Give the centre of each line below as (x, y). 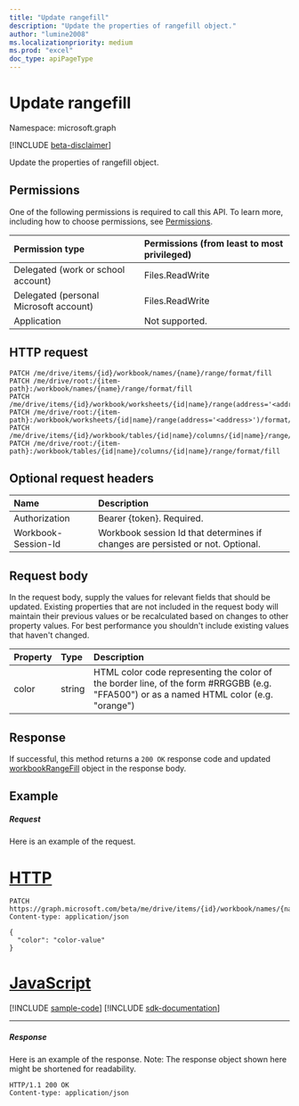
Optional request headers (81, 478)
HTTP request (49, 353)
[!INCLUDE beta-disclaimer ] (60, 144)
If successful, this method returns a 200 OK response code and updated (140, 759)
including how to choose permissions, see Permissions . (111, 221)
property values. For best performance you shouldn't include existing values (149, 626)
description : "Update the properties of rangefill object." (123, 26)
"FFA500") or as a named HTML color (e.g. (183, 695)
